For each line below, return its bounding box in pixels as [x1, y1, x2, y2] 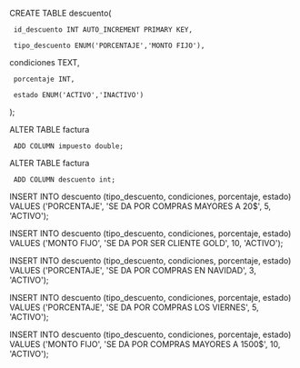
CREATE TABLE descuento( [9, 8, 112, 18]
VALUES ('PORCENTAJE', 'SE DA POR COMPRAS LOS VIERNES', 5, [9, 302, 259, 313]
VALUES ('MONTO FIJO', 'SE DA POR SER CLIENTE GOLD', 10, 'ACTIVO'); [9, 238, 284, 248]
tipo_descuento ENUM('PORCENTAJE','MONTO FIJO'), [13, 41, 205, 50]
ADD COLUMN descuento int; [13, 175, 116, 184]
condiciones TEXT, [9, 57, 80, 67]
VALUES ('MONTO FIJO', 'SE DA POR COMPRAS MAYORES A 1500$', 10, [9, 339, 281, 349]
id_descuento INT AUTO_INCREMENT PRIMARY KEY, [13, 25, 194, 35]
